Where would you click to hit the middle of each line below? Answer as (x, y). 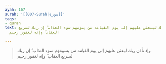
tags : (11, 19)
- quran (13, 23)
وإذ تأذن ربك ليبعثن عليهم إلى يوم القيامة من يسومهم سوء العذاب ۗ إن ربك (84, 50)
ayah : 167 (15, 10)
